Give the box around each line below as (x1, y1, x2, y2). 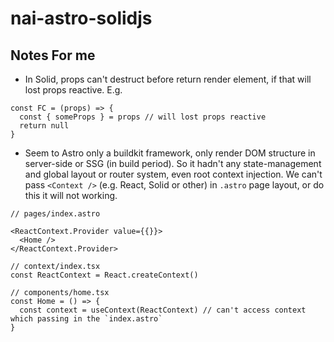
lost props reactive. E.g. (24, 84, 123, 96)
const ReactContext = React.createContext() (10, 270, 199, 280)
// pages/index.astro (10, 209, 101, 219)
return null (19, 121, 70, 131)
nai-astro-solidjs (10, 7, 153, 30)
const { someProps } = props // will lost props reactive (19, 112, 267, 122)
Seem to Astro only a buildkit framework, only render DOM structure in (24, 147, 316, 159)
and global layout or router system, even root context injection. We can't (24, 168, 323, 180)
